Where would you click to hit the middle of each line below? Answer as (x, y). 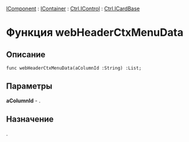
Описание (26, 54)
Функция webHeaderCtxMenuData (95, 33)
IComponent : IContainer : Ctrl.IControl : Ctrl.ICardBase (73, 9)
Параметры (29, 86)
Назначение (30, 119)
